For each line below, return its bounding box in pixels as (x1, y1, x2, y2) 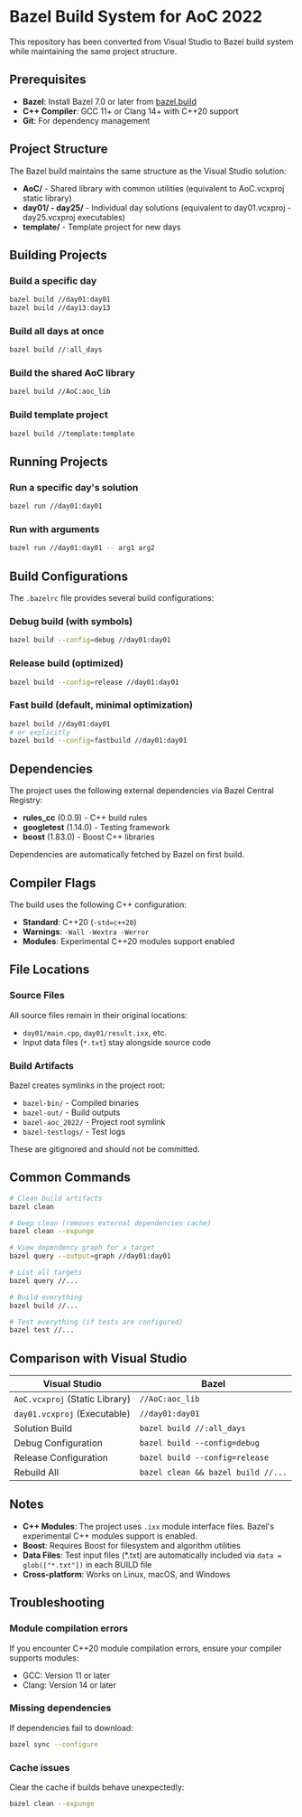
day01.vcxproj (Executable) (14, 1408, 131, 1420)
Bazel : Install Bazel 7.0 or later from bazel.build (22, 96, 197, 107)
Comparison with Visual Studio (9, 1351, 188, 1366)
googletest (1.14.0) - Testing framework (22, 822, 170, 833)
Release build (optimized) (9, 657, 124, 670)
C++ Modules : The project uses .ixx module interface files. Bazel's (22, 1521, 275, 1531)
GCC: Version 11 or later (22, 1670, 111, 1681)
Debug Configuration (14, 1437, 104, 1449)
